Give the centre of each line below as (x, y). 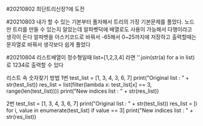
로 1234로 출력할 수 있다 (35, 65)
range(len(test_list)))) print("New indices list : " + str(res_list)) (83, 91)
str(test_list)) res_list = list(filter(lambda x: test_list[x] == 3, (79, 85)
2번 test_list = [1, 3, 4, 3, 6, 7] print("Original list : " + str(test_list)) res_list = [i (102, 104)
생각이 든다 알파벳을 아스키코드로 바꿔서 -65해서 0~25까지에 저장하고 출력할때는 (101, 37)
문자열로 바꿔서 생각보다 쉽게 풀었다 (48, 45)
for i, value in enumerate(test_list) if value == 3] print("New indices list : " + (100, 110)
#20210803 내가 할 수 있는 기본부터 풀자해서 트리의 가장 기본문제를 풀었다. (95, 22)
